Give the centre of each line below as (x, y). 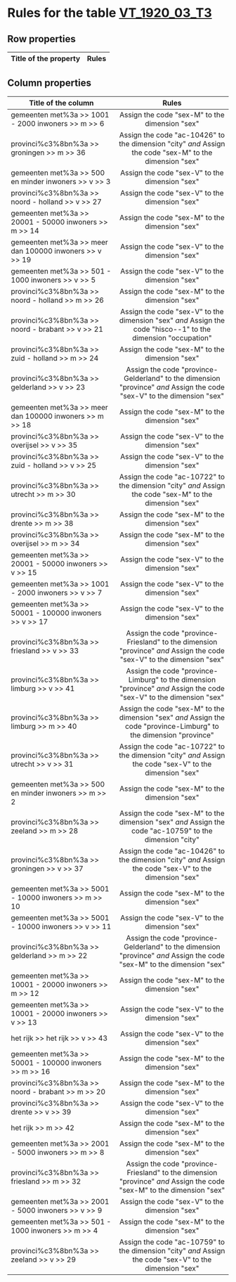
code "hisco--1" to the (172, 329)
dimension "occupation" (172, 337)
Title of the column (61, 103)
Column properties (49, 83)
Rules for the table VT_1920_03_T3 (110, 13)
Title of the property (46, 59)
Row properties (41, 39)
